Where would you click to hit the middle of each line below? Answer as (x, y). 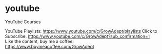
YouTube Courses (23, 22)
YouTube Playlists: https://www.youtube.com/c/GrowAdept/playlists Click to (81, 31)
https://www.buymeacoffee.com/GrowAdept (50, 46)
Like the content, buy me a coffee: (40, 41)
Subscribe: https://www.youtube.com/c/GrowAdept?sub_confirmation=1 (78, 36)
